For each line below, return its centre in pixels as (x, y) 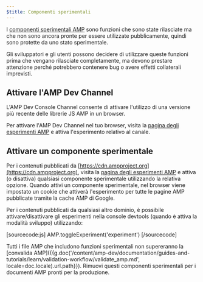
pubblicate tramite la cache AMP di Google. (61, 198)
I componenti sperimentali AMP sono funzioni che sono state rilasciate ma (99, 29)
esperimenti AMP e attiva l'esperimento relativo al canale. (78, 132)
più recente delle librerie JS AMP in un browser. (66, 114)
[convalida (19, 253)
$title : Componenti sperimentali (49, 12)
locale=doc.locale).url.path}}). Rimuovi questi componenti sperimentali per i (101, 266)
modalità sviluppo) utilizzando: (45, 223)
